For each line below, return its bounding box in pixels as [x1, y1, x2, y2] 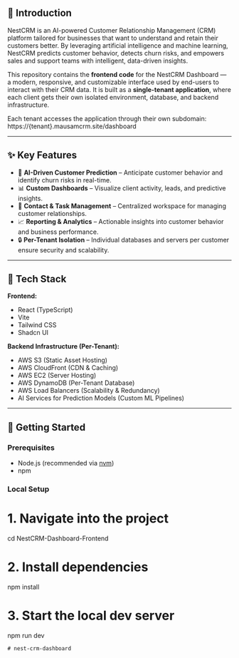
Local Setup [7, 484, 50, 494]
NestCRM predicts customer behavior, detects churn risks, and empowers [7, 48, 225, 57]
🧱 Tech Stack [7, 273, 67, 285]
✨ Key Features [7, 149, 77, 161]
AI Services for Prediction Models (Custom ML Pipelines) [17, 394, 185, 403]
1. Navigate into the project [7, 510, 169, 527]
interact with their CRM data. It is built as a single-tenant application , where [7, 85, 231, 93]
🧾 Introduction [7, 7, 73, 19]
